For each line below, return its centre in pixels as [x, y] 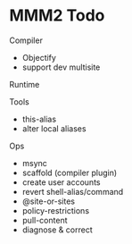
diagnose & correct [57, 230]
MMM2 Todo [57, 16]
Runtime [25, 84]
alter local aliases [54, 128]
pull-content [45, 220]
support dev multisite [61, 67]
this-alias [39, 119]
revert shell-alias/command [73, 191]
